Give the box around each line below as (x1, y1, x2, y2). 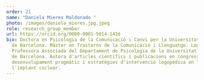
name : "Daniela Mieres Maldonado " (6, 14, 97, 20)
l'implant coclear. (12, 64, 61, 71)
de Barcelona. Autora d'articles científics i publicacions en (12, 54, 175, 60)
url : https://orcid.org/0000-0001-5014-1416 (6, 31, 121, 37)
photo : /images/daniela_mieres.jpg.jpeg (6, 20, 110, 26)
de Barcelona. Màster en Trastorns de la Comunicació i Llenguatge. (12, 43, 189, 49)
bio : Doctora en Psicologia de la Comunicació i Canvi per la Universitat (6, 37, 200, 43)
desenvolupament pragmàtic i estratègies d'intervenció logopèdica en (12, 59, 194, 65)
